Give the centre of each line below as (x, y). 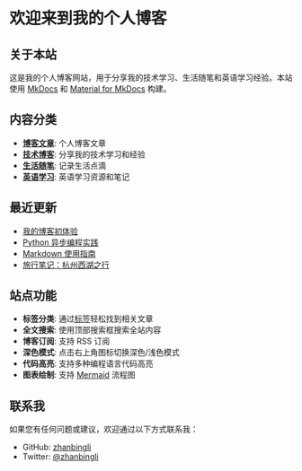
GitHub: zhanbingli (57, 447)
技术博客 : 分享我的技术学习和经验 (84, 154)
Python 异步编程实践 (60, 242)
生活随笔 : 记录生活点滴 (64, 165)
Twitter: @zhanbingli (60, 457)
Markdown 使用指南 (59, 253)
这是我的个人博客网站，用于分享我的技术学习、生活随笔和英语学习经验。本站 (151, 78)
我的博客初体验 (50, 231)
